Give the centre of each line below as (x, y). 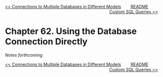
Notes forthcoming (24, 55)
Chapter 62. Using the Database (71, 31)
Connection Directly (46, 42)
